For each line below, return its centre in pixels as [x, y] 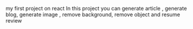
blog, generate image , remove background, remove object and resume [93, 14]
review [14, 21]
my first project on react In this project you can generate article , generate [96, 8]
